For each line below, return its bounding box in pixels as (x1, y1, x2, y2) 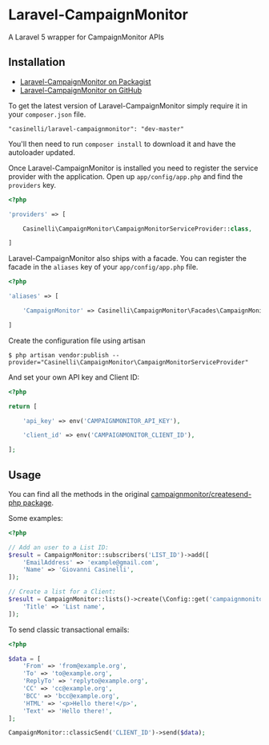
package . (22, 498, 54, 507)
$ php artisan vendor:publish (8, 351, 110, 359)
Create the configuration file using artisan (8, 336, 146, 345)
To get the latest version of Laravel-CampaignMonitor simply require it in (8, 100, 248, 110)
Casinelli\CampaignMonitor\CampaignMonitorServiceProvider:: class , (22, 225, 252, 233)
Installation (8, 55, 66, 69)
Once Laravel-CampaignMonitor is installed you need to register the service (8, 163, 259, 173)
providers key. (8, 180, 56, 189)
